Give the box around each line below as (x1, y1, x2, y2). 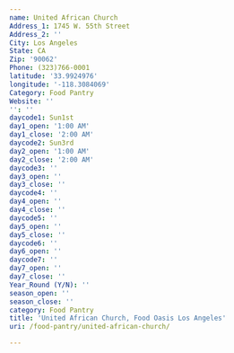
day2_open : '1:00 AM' (9, 146, 91, 155)
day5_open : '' (9, 222, 63, 231)
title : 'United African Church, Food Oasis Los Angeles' (9, 313, 227, 323)
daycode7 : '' (9, 255, 58, 265)
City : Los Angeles (9, 38, 78, 48)
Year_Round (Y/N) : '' (9, 280, 91, 289)
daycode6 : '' (9, 239, 58, 248)
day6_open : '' (9, 247, 63, 256)
